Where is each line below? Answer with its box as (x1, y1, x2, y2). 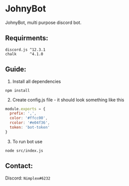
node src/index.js (5, 148, 43, 153)
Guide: (5, 65, 26, 74)
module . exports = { (5, 106, 46, 111)
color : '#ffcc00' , (9, 116, 48, 121)
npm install (5, 88, 30, 93)
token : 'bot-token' (9, 125, 50, 130)
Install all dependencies (12, 78, 61, 84)
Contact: (5, 162, 33, 170)
